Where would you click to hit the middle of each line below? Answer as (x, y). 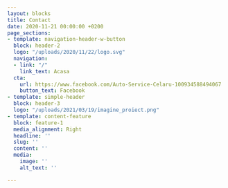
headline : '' (32, 135)
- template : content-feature (49, 116)
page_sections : (29, 33)
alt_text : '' (38, 168)
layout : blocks (29, 13)
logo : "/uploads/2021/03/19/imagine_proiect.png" (86, 110)
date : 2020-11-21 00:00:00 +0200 (55, 26)
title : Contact (29, 20)
